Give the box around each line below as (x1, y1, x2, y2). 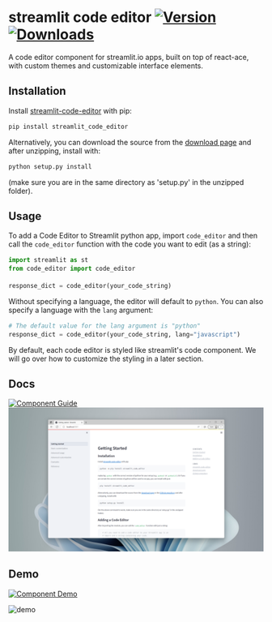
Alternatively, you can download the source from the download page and (8, 137, 252, 147)
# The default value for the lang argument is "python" (8, 321, 201, 330)
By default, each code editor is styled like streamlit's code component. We (8, 345, 257, 354)
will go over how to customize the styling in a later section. (8, 354, 204, 363)
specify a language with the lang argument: (8, 305, 154, 315)
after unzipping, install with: (8, 146, 101, 156)
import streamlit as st (8, 256, 89, 264)
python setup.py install (8, 162, 92, 170)
